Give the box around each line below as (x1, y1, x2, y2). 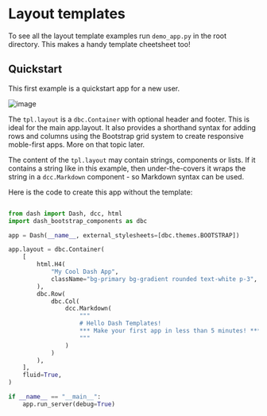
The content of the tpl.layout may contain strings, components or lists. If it (8, 155, 256, 164)
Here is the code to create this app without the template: (8, 187, 193, 197)
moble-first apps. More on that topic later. (8, 140, 145, 149)
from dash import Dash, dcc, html (8, 210, 123, 218)
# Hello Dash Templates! (79, 319, 161, 328)
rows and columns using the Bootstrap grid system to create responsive (8, 131, 244, 141)
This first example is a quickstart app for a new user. (8, 83, 180, 93)
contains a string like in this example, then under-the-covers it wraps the (8, 164, 246, 173)
